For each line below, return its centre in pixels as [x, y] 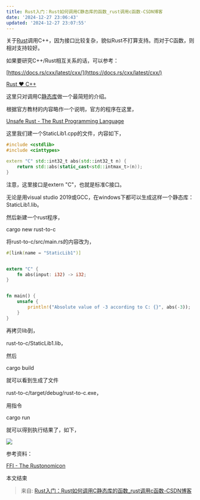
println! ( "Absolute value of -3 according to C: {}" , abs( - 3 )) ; [109, 307]
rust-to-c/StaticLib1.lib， [36, 343]
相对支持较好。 [24, 48]
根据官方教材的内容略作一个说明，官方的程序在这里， [72, 109]
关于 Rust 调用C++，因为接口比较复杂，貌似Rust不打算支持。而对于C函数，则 [100, 41]
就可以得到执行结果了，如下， [43, 430]
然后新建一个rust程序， [35, 217]
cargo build [20, 367]
